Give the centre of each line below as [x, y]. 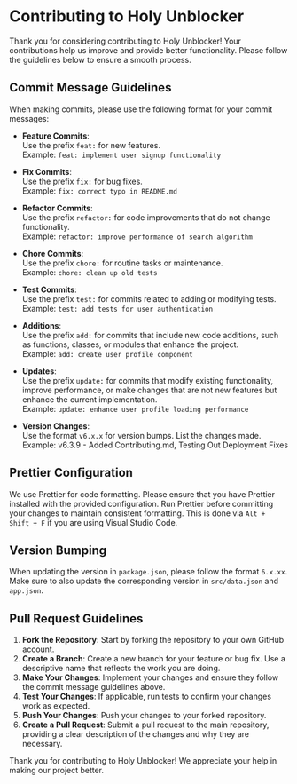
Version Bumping [58, 550]
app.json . [27, 590]
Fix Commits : [47, 171]
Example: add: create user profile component [107, 353]
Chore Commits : [53, 253]
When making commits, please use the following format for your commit [141, 109]
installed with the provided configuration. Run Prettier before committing [141, 503]
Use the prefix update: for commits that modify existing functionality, [148, 380]
